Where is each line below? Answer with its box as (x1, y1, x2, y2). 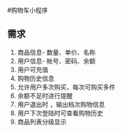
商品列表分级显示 (17, 117, 67, 126)
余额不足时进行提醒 (17, 91, 73, 99)
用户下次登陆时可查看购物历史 (17, 108, 103, 117)
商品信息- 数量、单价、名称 (17, 48, 96, 56)
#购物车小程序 (7, 6, 48, 14)
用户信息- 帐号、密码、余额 (17, 56, 96, 65)
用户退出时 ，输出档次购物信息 (17, 100, 105, 108)
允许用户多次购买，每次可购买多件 (17, 83, 116, 91)
